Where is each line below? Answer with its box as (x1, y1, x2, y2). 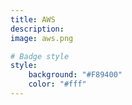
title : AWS (10, 14, 56, 25)
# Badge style (10, 51, 70, 61)
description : (10, 24, 65, 34)
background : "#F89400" (28, 70, 123, 80)
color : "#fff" (28, 79, 87, 90)
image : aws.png (10, 33, 74, 43)
